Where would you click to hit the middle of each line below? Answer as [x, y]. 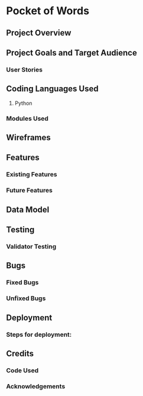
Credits [20, 353]
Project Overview [39, 33]
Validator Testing [31, 246]
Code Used [22, 370]
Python [23, 103]
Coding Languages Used [52, 89]
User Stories [25, 69]
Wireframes [29, 138]
